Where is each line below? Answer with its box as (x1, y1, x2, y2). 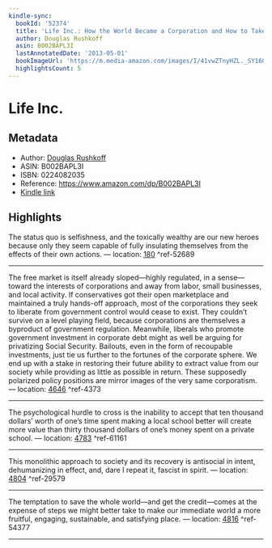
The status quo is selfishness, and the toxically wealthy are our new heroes (8, 232, 259, 242)
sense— (217, 272, 245, 282)
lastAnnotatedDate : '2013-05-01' (15, 49, 129, 57)
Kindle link (19, 187, 55, 196)
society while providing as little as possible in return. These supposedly (8, 367, 247, 377)
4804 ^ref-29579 (8, 474, 66, 483)
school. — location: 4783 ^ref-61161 (8, 433, 127, 443)
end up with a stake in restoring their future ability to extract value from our (8, 358, 259, 368)
